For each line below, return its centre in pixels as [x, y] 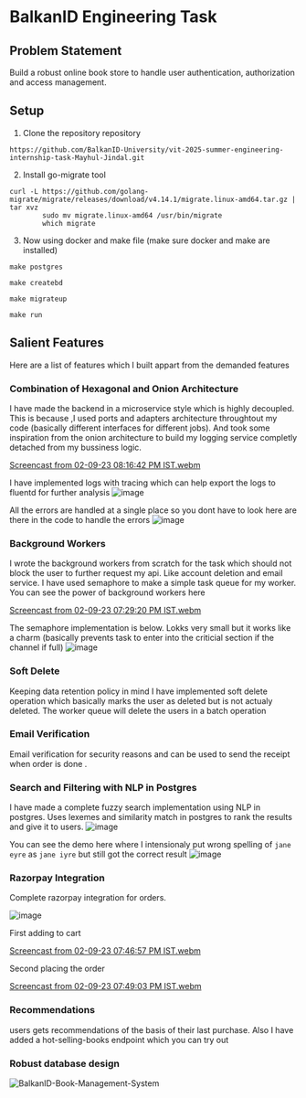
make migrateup [38, 299]
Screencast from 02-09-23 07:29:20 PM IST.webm [106, 611]
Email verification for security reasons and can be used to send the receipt [150, 754]
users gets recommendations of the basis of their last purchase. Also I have [152, 1029]
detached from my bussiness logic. [75, 447]
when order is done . [48, 763]
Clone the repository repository [82, 133]
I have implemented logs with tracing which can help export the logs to [142, 483]
